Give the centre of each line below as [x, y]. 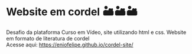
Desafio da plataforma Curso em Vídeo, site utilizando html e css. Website [96, 32]
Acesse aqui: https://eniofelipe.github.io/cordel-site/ [70, 45]
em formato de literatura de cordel [48, 38]
